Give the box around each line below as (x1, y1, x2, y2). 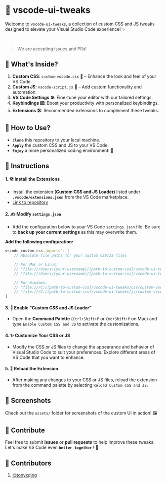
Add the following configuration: (5, 239, 74, 245)
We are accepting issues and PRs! (17, 46, 87, 52)
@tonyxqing (12, 472, 37, 478)
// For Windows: (14, 280, 48, 285)
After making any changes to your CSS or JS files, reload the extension (12, 377, 157, 383)
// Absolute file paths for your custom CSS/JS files (14, 253, 127, 258)
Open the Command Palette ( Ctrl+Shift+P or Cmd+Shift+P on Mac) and (12, 316, 157, 322)
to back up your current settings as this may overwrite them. (12, 229, 137, 235)
